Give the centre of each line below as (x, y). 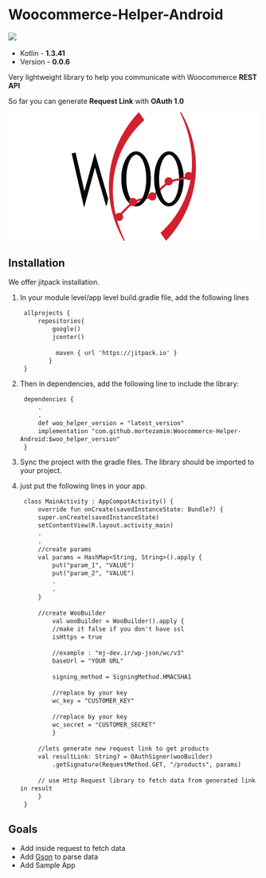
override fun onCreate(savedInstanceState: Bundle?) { (131, 510)
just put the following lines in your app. (83, 486)
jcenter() (68, 337)
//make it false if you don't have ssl (118, 629)
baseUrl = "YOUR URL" (88, 661)
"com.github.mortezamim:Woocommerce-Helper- (166, 431)
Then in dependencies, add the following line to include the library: (129, 384)
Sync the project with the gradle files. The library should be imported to (137, 462)
